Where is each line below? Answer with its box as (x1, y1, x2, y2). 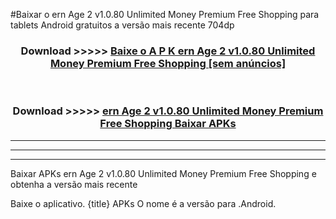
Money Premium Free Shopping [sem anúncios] (49, 56, 287, 70)
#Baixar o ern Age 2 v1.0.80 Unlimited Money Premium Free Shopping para (10, 9, 320, 20)
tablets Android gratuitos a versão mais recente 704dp (10, 19, 235, 31)
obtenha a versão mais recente (10, 178, 138, 190)
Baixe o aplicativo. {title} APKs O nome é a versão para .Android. (10, 197, 277, 209)
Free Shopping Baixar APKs (99, 117, 237, 131)
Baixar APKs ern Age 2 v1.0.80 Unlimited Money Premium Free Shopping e (10, 167, 317, 179)
